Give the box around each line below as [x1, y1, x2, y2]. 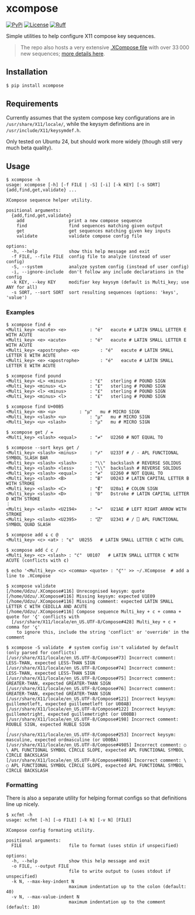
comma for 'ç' [6, 624, 41, 630]
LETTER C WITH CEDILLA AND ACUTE [6, 603, 88, 609]
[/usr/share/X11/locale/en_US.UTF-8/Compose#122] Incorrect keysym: [6, 706, 176, 712]
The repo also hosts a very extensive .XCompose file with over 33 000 [20, 43, 190, 51]
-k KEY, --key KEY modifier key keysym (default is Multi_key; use [11, 279, 190, 285]
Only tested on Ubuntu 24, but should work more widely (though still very [6, 138, 183, 145]
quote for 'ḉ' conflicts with [6, 614, 80, 620]
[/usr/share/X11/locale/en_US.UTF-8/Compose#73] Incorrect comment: [6, 655, 176, 661]
